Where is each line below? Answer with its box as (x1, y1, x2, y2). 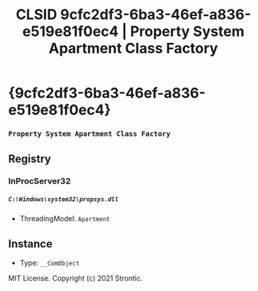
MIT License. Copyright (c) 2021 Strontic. (8, 274, 143, 283)
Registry (8, 152, 52, 165)
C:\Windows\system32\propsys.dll (8, 196, 119, 204)
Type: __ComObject (19, 258, 80, 268)
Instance (8, 237, 53, 250)
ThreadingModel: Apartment (19, 214, 110, 223)
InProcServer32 (8, 176, 71, 187)
